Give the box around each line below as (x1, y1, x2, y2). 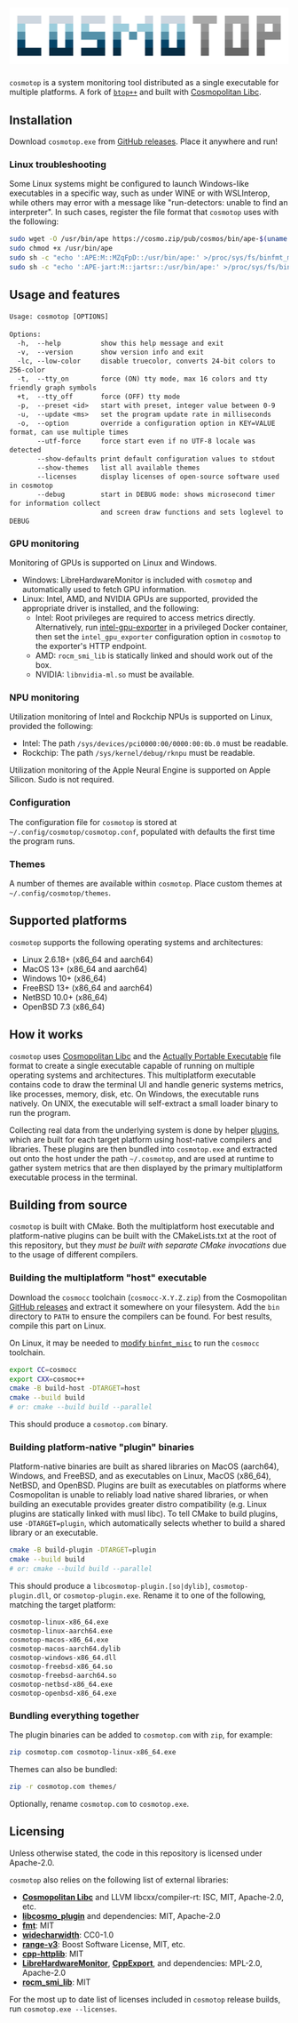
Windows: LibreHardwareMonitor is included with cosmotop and (21, 574, 253, 585)
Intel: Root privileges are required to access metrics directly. (35, 613, 255, 623)
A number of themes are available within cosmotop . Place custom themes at (9, 878, 283, 888)
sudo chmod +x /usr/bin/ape (9, 244, 114, 253)
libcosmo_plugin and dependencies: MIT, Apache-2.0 (21, 1910, 221, 1921)
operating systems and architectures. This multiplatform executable (9, 1070, 256, 1080)
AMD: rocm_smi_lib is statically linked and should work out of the (35, 650, 273, 661)
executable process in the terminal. (9, 1172, 137, 1183)
